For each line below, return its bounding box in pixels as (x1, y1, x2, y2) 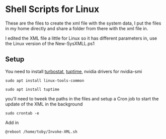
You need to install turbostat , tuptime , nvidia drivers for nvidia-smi (5, 68, 142, 74)
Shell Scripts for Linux (5, 4, 100, 15)
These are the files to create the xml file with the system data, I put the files (5, 20, 161, 26)
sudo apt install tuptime (5, 87, 59, 92)
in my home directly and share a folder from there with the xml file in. (5, 25, 148, 31)
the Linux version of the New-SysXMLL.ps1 (5, 40, 95, 46)
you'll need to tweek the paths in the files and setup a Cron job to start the (5, 95, 159, 101)
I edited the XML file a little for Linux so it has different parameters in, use (5, 35, 157, 41)
